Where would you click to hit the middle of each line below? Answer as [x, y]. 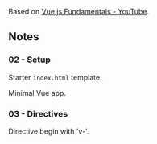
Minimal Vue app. [37, 93]
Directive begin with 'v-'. [49, 131]
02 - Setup [29, 60]
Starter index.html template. [55, 77]
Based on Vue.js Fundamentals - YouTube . [79, 12]
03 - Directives [38, 113]
